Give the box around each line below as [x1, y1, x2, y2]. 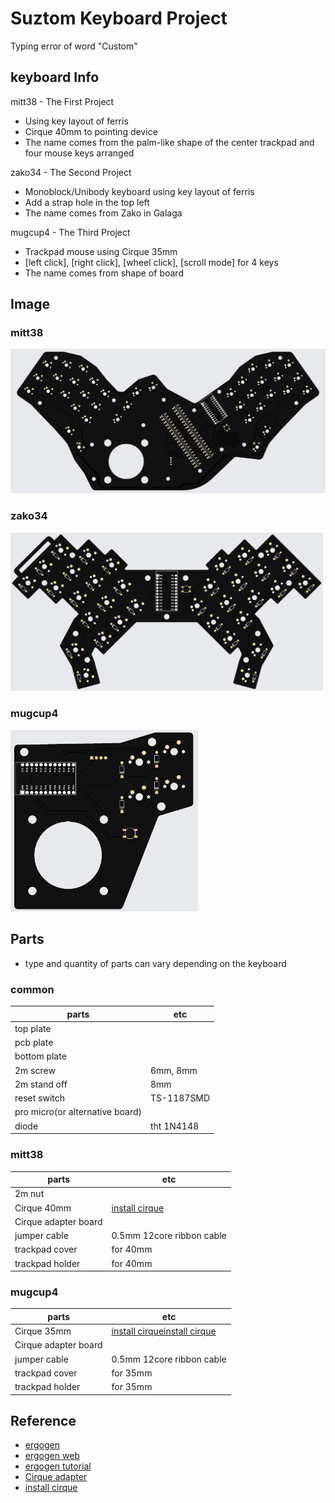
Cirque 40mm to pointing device [24, 125, 158, 137]
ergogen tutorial [24, 1460, 92, 1472]
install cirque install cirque [111, 1325, 217, 1337]
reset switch [14, 1092, 66, 1104]
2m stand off [14, 1078, 68, 1090]
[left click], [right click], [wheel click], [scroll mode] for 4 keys [24, 256, 279, 268]
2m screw [14, 1064, 56, 1076]
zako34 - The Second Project [10, 166, 132, 178]
